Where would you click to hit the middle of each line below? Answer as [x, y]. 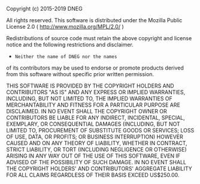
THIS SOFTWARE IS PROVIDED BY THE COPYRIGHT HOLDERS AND [90, 86]
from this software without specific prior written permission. [80, 74]
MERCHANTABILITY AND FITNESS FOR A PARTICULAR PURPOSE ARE [93, 105]
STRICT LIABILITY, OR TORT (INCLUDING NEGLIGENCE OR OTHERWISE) [96, 150]
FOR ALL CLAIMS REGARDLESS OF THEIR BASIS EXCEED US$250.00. [93, 175]
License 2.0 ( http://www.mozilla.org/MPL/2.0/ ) [65, 27]
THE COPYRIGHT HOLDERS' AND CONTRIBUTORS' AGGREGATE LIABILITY [99, 168]
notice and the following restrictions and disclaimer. [70, 45]
